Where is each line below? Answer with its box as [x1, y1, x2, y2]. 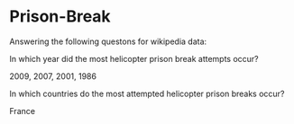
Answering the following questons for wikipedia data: [9, 36, 207, 47]
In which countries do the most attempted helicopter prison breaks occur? [9, 88, 285, 99]
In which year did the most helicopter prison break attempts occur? [9, 53, 259, 64]
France [9, 105, 36, 116]
